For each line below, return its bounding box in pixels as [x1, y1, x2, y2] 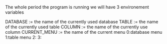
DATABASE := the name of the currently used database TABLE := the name [5, 19, 159, 24]
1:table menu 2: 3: [5, 34, 42, 40]
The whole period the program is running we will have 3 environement [5, 4, 150, 10]
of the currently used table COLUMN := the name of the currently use [5, 24, 148, 30]
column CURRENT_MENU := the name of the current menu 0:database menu [5, 29, 163, 35]
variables [5, 9, 24, 15]
